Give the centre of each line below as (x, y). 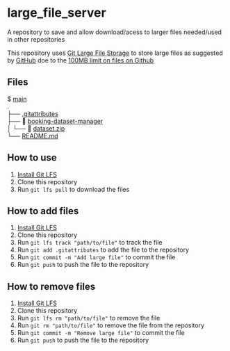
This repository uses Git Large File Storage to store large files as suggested (115, 53)
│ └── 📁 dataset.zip (36, 128)
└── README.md (33, 136)
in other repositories (36, 39)
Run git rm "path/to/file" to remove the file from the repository (111, 325)
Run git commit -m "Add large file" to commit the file (96, 257)
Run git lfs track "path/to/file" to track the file (90, 243)
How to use (32, 158)
